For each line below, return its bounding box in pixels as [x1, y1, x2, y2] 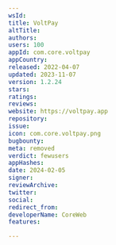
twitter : [8, 188, 37, 197]
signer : [8, 174, 34, 182]
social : [8, 196, 34, 204]
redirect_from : [8, 203, 59, 211]
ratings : [8, 93, 37, 101]
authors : [8, 33, 37, 42]
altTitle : [8, 26, 41, 34]
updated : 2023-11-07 [8, 71, 77, 78]
